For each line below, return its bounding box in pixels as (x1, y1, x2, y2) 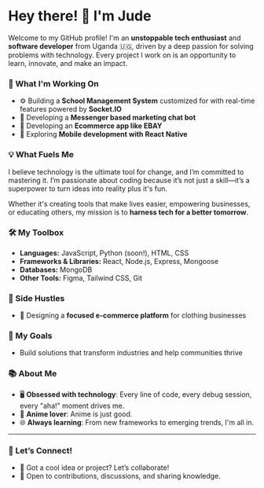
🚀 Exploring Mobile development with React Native (19, 130, 188, 139)
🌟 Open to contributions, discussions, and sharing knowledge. (19, 471, 222, 481)
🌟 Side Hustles (8, 292, 65, 303)
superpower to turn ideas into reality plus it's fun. (8, 184, 167, 193)
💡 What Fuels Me (8, 149, 75, 160)
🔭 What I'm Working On (8, 78, 100, 89)
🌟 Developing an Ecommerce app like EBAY (19, 121, 163, 130)
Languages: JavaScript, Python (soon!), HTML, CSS (19, 248, 189, 258)
